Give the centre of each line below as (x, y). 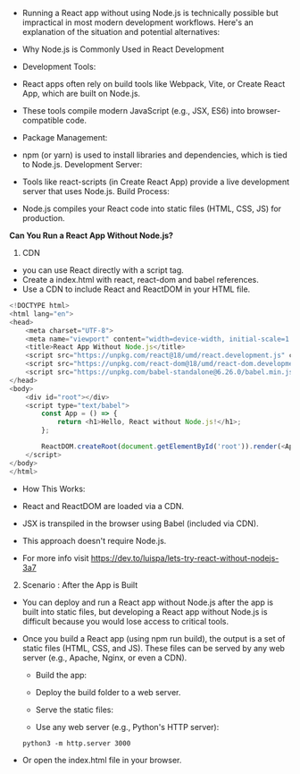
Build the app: (61, 675)
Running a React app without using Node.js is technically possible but (150, 13)
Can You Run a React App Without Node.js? (92, 235)
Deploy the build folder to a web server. (108, 692)
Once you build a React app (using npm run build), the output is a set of (154, 638)
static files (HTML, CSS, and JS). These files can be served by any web (154, 648)
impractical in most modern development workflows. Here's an (138, 22)
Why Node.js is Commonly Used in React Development (123, 49)
